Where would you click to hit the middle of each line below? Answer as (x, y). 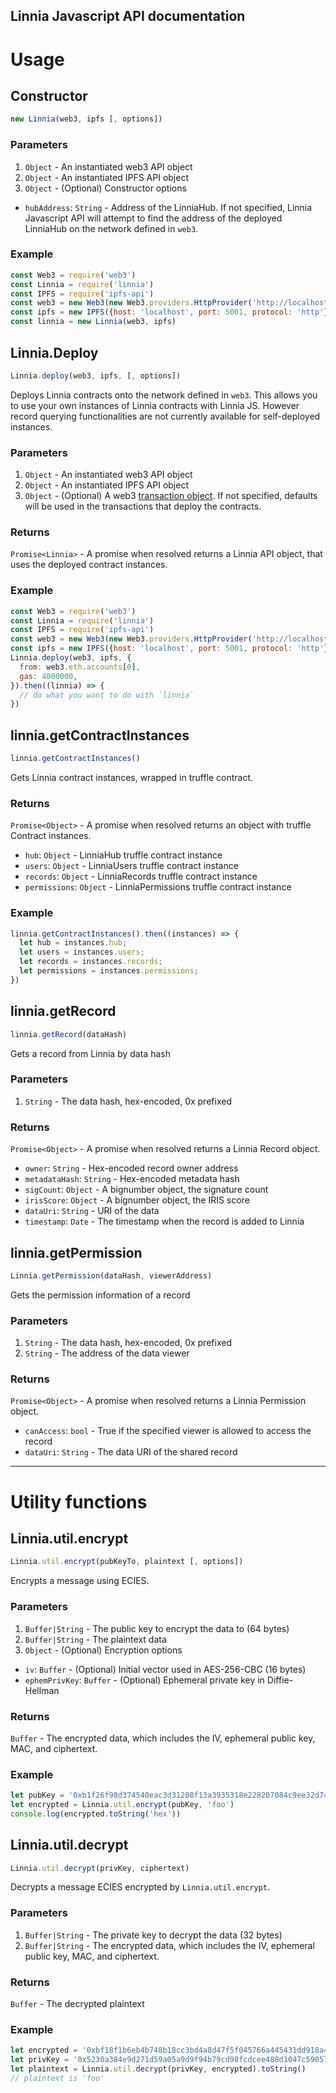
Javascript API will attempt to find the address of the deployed (153, 218)
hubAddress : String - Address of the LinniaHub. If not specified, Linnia (168, 207)
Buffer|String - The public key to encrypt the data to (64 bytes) (157, 1628)
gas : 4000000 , (48, 676)
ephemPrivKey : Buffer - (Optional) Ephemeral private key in (144, 1680)
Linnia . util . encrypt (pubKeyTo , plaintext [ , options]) (127, 1562)
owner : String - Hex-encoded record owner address (131, 1168)
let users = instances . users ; (82, 952)
